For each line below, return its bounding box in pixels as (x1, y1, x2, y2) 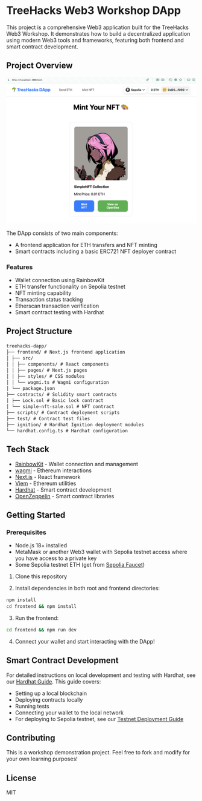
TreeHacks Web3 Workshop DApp (6, 4, 181, 18)
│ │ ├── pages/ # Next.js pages (6, 367, 87, 373)
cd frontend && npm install (6, 604, 77, 610)
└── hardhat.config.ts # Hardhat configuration (6, 427, 128, 433)
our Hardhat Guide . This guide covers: (6, 677, 101, 685)
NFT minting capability (14, 289, 72, 297)
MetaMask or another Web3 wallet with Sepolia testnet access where (14, 549, 188, 556)
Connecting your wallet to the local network (14, 709, 124, 716)
